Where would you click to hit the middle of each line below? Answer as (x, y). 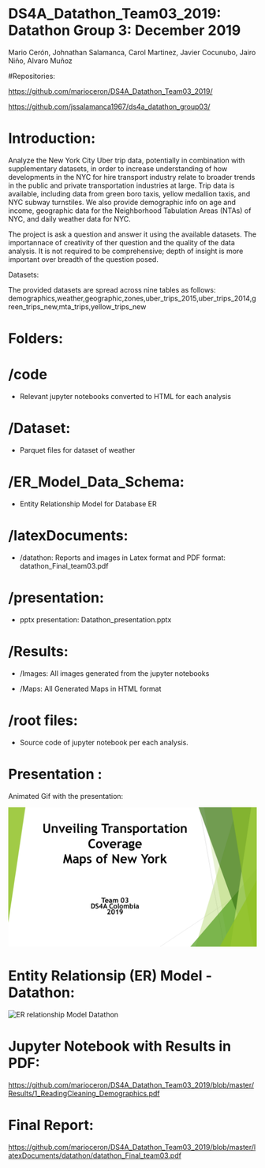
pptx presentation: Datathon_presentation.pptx (95, 619)
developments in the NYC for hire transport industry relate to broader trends (132, 177)
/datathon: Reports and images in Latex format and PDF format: (123, 558)
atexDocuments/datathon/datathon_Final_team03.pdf (95, 1155)
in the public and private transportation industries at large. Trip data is (121, 185)
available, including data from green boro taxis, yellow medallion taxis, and (129, 193)
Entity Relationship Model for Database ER (88, 504)
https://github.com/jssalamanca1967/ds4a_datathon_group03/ (109, 106)
